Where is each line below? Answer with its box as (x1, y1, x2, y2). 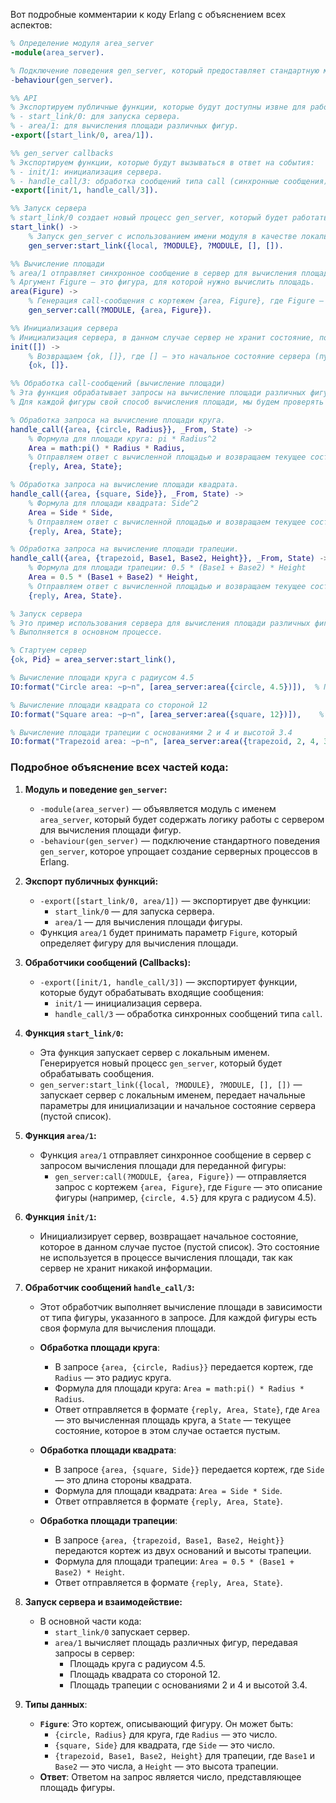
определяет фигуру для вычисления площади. (39, 937, 239, 949)
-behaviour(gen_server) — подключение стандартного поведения (39, 834, 321, 846)
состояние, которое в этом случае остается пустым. (54, 1424, 281, 1436)
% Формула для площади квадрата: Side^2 (28, 498, 199, 508)
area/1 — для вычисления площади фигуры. (54, 915, 243, 928)
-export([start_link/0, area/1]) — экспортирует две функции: (39, 894, 311, 906)
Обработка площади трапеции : (39, 1514, 178, 1526)
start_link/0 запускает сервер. (54, 1625, 191, 1638)
